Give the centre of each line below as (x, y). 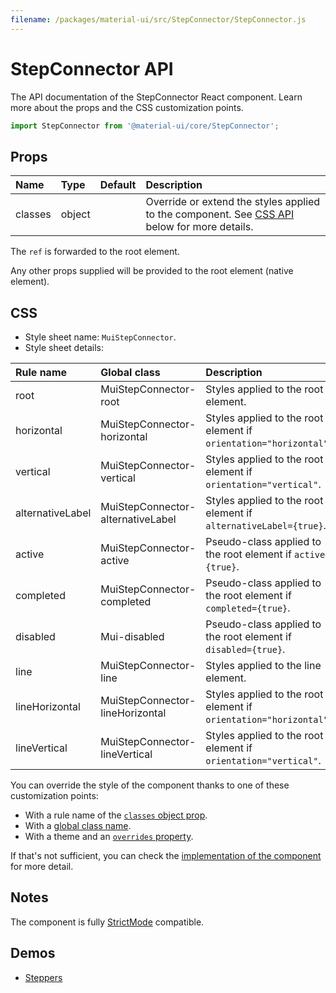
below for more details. (199, 227)
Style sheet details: (64, 348)
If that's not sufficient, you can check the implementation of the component (166, 856)
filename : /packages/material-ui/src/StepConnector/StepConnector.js (158, 19)
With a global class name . (78, 826)
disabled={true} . (245, 649)
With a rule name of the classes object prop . (116, 815)
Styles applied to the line (263, 666)
